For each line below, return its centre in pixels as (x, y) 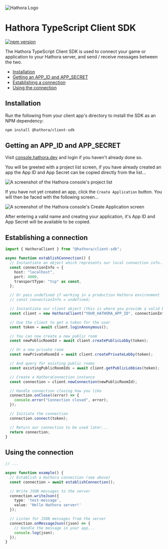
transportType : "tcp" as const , (48, 281)
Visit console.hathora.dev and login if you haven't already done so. (74, 157)
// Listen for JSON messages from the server (58, 519)
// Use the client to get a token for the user (60, 322)
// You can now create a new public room (53, 336)
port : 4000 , (26, 277)
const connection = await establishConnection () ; (62, 482)
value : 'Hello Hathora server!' (48, 505)
